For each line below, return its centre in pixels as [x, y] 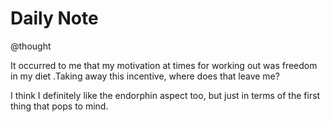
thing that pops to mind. [59, 106]
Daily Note [54, 18]
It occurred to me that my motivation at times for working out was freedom [164, 65]
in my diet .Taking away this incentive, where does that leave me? [145, 76]
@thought [31, 46]
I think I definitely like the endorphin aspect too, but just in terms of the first [165, 95]
